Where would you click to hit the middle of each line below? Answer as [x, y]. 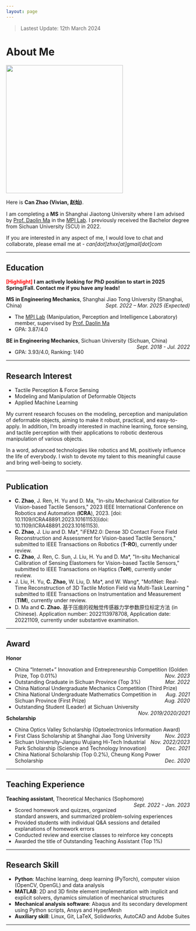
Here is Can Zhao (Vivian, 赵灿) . [45, 202]
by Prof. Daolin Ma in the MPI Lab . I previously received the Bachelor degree [98, 220]
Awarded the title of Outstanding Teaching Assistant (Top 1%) [88, 841]
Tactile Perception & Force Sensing [57, 390]
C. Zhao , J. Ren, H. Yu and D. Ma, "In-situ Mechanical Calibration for [97, 501]
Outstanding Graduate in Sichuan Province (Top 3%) [78, 682]
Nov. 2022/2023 [170, 742]
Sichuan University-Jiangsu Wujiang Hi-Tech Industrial [80, 742]
